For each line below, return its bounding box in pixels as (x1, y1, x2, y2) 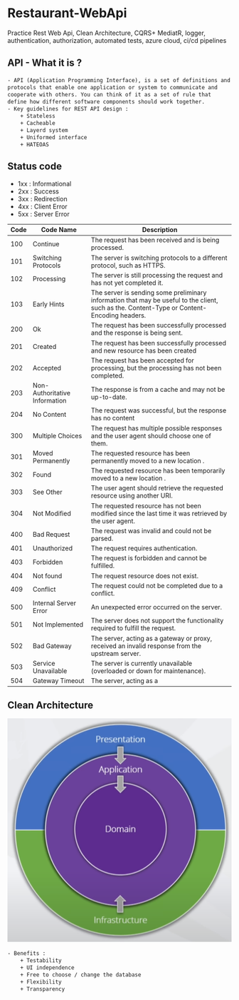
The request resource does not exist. (91, 571, 199, 580)
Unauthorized (33, 544, 73, 552)
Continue (33, 239, 60, 248)
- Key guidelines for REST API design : (7, 105, 129, 112)
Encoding (91, 311, 119, 320)
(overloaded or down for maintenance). (91, 666, 206, 675)
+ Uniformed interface (20, 133, 87, 141)
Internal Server (33, 599, 77, 607)
